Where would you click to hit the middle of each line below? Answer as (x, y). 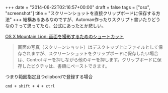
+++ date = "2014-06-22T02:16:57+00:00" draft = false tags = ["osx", (78, 7)
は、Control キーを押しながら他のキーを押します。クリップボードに (87, 60)
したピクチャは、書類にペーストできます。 (66, 66)
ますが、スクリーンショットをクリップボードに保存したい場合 (95, 53)
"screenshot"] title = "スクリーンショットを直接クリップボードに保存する (80, 13)
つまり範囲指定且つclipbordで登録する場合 (49, 77)
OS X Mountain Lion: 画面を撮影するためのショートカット (65, 36)
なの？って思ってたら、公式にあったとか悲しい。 (56, 26)
